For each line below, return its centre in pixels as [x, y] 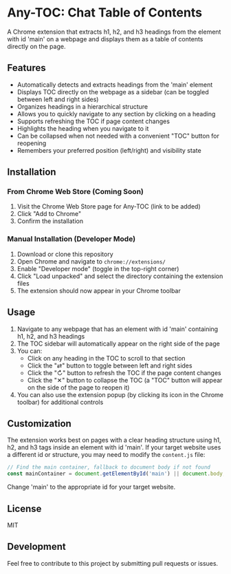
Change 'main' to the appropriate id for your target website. [91, 487]
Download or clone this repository [65, 254]
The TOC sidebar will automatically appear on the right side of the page [118, 343]
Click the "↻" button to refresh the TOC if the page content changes [124, 372]
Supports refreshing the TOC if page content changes [93, 121]
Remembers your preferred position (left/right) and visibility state [109, 150]
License [24, 508]
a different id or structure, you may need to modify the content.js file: [106, 455]
